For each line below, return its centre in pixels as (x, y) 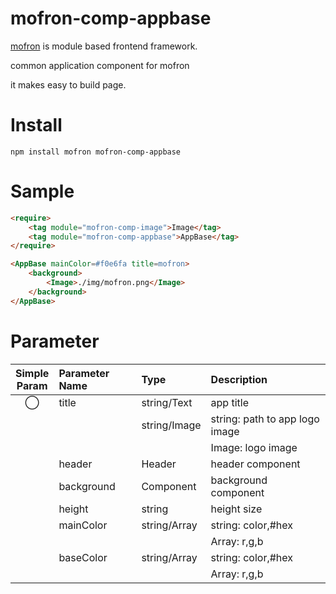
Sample (42, 191)
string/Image (171, 425)
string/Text (167, 402)
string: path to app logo (265, 419)
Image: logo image (254, 447)
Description (239, 379)
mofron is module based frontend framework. (104, 46)
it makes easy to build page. (68, 84)
